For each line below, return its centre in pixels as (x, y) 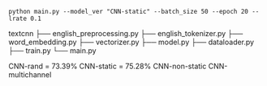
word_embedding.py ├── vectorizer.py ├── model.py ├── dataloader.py (131, 42)
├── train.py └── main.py (52, 51)
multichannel (30, 75)
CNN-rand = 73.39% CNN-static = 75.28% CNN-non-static (108, 66)
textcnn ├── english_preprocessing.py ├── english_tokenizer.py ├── (126, 33)
